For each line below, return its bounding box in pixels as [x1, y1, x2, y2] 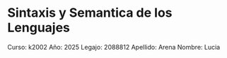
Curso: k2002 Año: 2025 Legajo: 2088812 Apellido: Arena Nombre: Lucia [7, 43, 221, 51]
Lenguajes [7, 20, 71, 36]
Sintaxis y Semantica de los [7, 5, 173, 21]
